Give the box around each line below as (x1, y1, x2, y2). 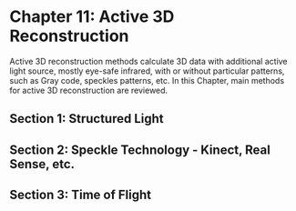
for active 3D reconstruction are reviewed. (9, 85, 168, 95)
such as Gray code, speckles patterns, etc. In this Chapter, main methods (9, 75, 285, 85)
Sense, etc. (9, 156, 76, 172)
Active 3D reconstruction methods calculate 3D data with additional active (9, 55, 289, 66)
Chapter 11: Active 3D (9, 6, 175, 27)
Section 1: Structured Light (9, 111, 164, 126)
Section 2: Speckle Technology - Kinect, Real (9, 142, 270, 157)
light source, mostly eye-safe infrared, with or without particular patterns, (9, 65, 285, 76)
